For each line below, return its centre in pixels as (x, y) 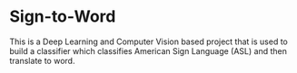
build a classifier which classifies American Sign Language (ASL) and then (148, 50)
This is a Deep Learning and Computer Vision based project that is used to (148, 41)
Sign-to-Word (63, 17)
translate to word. (42, 60)
